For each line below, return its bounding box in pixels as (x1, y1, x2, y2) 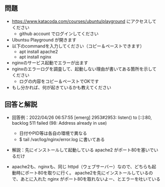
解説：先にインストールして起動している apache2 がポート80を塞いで (11, 147, 154, 153)
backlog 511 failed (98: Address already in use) (11, 120, 107, 126)
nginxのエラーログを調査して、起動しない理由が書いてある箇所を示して (11, 66, 157, 72)
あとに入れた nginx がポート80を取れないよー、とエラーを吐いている (20, 176, 161, 182)
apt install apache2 (19, 48, 58, 54)
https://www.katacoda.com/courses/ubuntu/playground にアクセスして (11, 18, 157, 24)
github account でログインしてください (19, 31, 99, 37)
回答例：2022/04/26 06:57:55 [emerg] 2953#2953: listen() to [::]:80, (11, 114, 152, 120)
